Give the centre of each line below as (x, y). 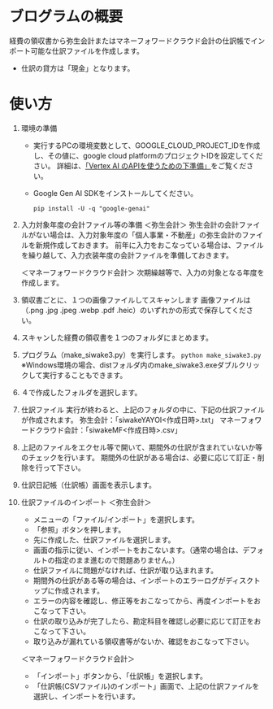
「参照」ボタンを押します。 (79, 529)
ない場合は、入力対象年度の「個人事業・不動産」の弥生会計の (139, 235)
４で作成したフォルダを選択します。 (81, 392)
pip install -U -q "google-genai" (91, 208)
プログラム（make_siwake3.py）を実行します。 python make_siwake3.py (141, 354)
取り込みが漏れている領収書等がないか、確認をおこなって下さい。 (143, 641)
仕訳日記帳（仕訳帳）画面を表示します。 (89, 485)
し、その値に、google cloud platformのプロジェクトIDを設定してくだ (148, 155)
